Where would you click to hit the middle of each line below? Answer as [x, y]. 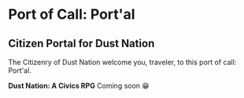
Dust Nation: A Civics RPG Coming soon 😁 [79, 85]
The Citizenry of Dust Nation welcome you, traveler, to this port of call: [122, 62]
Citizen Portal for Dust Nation [81, 44]
